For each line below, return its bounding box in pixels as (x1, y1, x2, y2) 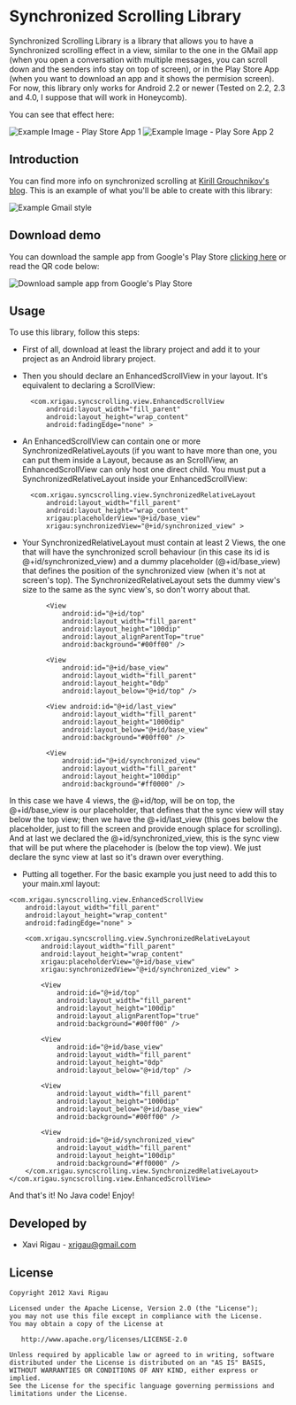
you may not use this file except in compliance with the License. (9, 1312, 263, 1321)
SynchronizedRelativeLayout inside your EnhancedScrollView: (21, 474, 247, 485)
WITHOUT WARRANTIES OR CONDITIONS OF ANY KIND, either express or (9, 1366, 259, 1375)
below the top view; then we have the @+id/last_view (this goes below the (9, 814, 278, 825)
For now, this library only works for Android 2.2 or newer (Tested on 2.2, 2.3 (9, 82, 285, 93)
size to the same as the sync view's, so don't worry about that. (21, 585, 251, 595)
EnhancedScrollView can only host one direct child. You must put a (21, 464, 267, 475)
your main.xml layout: (21, 879, 101, 889)
